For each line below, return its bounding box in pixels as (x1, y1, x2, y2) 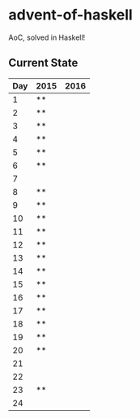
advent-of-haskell (8, 6, 134, 24)
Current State (8, 56, 78, 70)
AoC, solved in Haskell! (8, 32, 86, 42)
